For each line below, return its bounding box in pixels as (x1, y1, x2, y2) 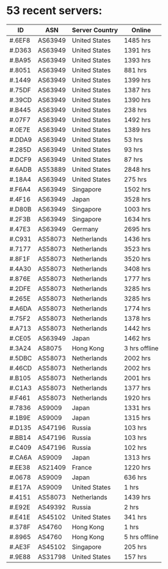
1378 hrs (123, 314, 151, 323)
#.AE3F (9, 542, 31, 551)
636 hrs (123, 473, 147, 482)
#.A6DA (9, 304, 32, 312)
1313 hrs (123, 453, 151, 461)
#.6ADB (9, 165, 32, 174)
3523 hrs (123, 244, 151, 253)
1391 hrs (123, 46, 151, 54)
